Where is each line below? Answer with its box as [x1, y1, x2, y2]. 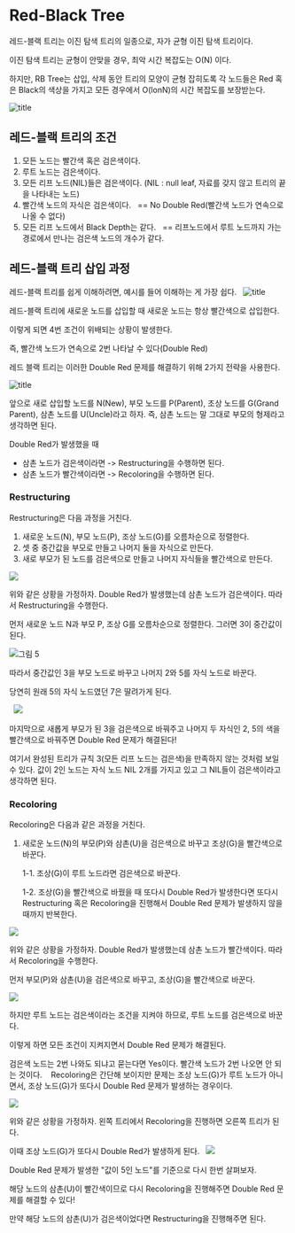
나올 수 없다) [21, 210, 66, 221]
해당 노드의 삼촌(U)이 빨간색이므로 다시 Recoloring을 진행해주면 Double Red [9, 1183, 275, 1194]
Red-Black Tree [9, 5, 126, 26]
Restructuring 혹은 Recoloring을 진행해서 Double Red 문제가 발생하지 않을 [21, 898, 283, 909]
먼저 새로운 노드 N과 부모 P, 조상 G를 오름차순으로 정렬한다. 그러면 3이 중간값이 [9, 618, 283, 629]
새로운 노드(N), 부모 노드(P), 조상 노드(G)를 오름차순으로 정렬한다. [21, 531, 250, 541]
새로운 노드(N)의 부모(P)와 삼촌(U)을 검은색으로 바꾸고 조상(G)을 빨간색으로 [21, 838, 283, 849]
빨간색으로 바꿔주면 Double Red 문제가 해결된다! [9, 734, 177, 745]
